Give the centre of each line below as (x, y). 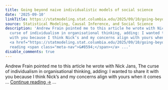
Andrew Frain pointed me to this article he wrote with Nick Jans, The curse (82, 66)
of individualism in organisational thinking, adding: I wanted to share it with (82, 71)
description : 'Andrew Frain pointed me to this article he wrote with (80, 28)
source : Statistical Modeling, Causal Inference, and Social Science (79, 24)
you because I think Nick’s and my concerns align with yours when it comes (83, 76)
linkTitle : (16, 19)
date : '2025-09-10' (25, 14)
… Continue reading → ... (31, 82)
